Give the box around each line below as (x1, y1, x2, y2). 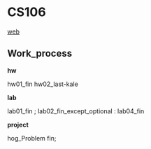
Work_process (7, 48, 72, 59)
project (7, 120, 29, 129)
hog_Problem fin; (7, 134, 57, 142)
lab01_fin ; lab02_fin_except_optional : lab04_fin (7, 106, 145, 115)
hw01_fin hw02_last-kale (7, 80, 78, 88)
